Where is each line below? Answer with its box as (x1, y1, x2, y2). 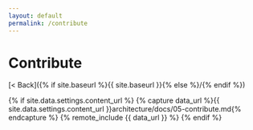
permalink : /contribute (8, 19, 88, 27)
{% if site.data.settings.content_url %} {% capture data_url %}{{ (8, 95, 220, 105)
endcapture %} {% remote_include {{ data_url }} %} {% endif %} (8, 113, 222, 123)
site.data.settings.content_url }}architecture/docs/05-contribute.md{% (8, 104, 242, 114)
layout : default (8, 11, 63, 20)
